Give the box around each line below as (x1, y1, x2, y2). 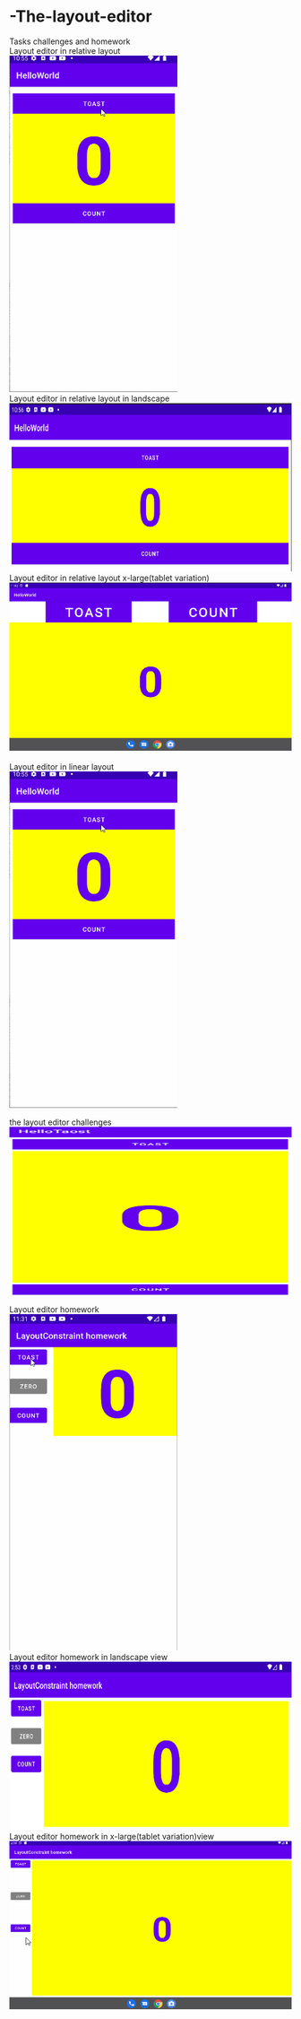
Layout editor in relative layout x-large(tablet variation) (9, 572, 211, 583)
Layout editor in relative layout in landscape (9, 393, 170, 404)
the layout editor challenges (9, 1117, 112, 1127)
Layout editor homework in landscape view (9, 1651, 168, 1662)
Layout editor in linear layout (9, 761, 115, 772)
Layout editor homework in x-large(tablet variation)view (9, 1831, 215, 1841)
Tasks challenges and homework (9, 36, 131, 47)
